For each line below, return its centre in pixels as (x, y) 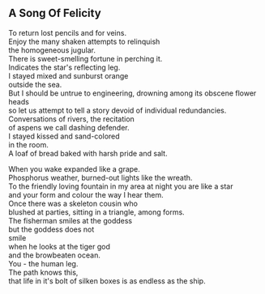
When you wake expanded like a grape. (74, 168)
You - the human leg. (43, 263)
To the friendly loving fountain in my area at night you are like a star (121, 186)
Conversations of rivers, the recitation (72, 119)
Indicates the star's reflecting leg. (64, 67)
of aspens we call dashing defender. (69, 127)
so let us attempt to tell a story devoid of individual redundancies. (118, 110)
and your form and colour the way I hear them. (86, 194)
